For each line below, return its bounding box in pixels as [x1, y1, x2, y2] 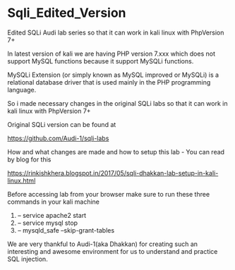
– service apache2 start [17, 211, 87, 219]
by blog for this [7, 155, 52, 164]
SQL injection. [7, 254, 48, 263]
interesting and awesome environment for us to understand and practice [7, 247, 218, 255]
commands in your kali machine [7, 197, 100, 206]
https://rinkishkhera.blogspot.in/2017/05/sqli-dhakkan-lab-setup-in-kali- [7, 168, 219, 177]
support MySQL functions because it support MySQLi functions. [7, 56, 194, 65]
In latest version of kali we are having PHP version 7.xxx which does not [7, 49, 215, 58]
